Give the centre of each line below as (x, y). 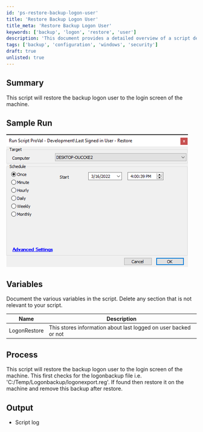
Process (22, 355)
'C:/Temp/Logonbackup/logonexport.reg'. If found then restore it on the (95, 382)
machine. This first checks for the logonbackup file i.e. (74, 376)
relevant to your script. (34, 305)
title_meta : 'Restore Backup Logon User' (59, 25)
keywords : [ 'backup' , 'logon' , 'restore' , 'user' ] (71, 32)
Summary (25, 83)
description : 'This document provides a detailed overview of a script (98, 39)
